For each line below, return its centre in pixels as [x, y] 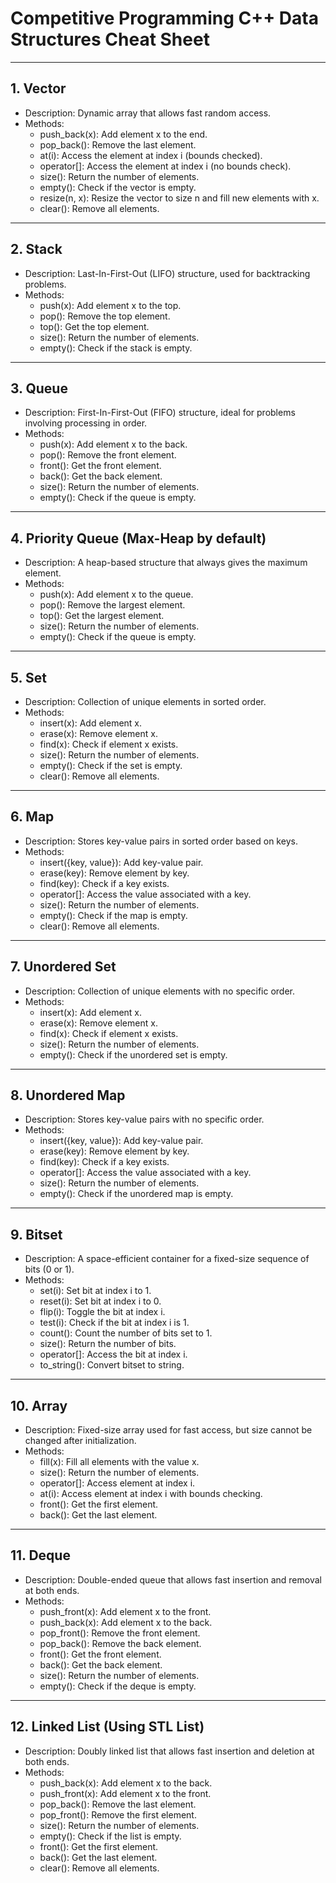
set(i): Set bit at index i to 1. [95, 1291]
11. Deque [40, 1555]
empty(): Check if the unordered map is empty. [136, 1194]
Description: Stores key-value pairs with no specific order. [144, 1119]
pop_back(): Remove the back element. [120, 1643]
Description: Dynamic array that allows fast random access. [148, 113]
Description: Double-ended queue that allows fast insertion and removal [173, 1579]
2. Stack [36, 249]
